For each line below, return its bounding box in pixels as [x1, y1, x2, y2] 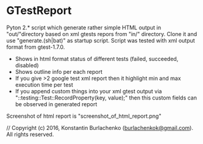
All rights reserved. [6, 131, 54, 138]
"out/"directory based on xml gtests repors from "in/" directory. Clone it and [6, 30, 198, 37]
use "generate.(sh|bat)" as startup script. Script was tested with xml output [6, 37, 195, 44]
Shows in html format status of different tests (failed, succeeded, [15, 55, 179, 62]
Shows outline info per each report [15, 68, 102, 75]
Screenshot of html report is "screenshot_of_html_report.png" [6, 112, 162, 120]
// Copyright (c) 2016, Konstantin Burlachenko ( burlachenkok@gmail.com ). [6, 124, 194, 131]
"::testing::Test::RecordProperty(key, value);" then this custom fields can [15, 94, 197, 101]
